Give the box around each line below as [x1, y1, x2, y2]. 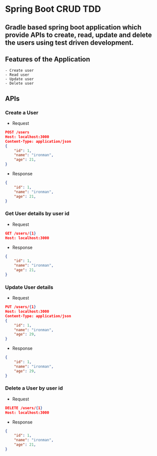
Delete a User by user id [5, 385, 63, 392]
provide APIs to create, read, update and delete [5, 30, 152, 39]
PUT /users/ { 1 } [5, 304, 36, 309]
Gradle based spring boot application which [5, 23, 142, 31]
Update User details [5, 284, 53, 291]
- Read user [5, 72, 29, 77]
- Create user [5, 68, 34, 73]
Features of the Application [5, 55, 90, 63]
